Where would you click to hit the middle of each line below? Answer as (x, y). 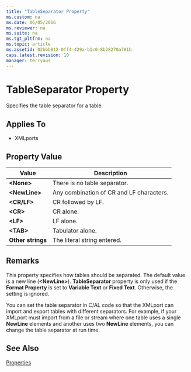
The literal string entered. (87, 240)
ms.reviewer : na (26, 28)
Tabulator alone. (75, 231)
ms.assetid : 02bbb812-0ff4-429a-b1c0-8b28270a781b (69, 50)
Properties (19, 362)
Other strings (28, 240)
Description (110, 173)
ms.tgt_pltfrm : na (28, 39)
